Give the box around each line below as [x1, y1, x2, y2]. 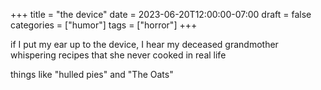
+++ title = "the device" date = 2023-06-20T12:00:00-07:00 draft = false [10, 9, 312, 20]
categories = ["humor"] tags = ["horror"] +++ [10, 19, 198, 31]
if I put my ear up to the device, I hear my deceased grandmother [10, 39, 279, 50]
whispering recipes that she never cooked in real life [10, 49, 227, 61]
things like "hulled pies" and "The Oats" [10, 69, 174, 80]
